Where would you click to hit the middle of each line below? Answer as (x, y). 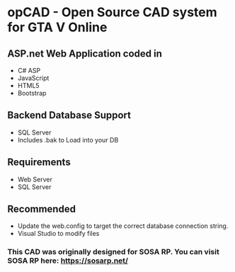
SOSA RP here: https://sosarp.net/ (68, 261)
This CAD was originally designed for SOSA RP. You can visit (113, 252)
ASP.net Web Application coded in (85, 53)
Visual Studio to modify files (58, 234)
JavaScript (33, 78)
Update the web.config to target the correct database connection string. (123, 226)
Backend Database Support (69, 115)
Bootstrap (32, 93)
